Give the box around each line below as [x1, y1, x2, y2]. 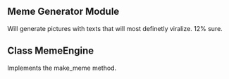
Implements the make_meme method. [7, 63, 117, 72]
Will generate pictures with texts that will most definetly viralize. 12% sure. [7, 24, 223, 32]
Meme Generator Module [7, 6, 120, 18]
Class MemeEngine [7, 45, 94, 57]
